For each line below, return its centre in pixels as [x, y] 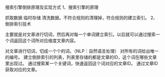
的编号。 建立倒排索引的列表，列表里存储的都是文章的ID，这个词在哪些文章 [81, 57]
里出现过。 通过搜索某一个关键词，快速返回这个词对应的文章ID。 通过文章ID [82, 63]
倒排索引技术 [18, 24]
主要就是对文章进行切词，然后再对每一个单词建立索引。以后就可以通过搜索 [80, 34]
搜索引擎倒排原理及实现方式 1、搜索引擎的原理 [52, 7]
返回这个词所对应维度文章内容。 [46, 40]
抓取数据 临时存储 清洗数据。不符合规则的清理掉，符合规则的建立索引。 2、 [82, 18]
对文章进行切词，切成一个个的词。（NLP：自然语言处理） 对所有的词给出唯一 [82, 51]
